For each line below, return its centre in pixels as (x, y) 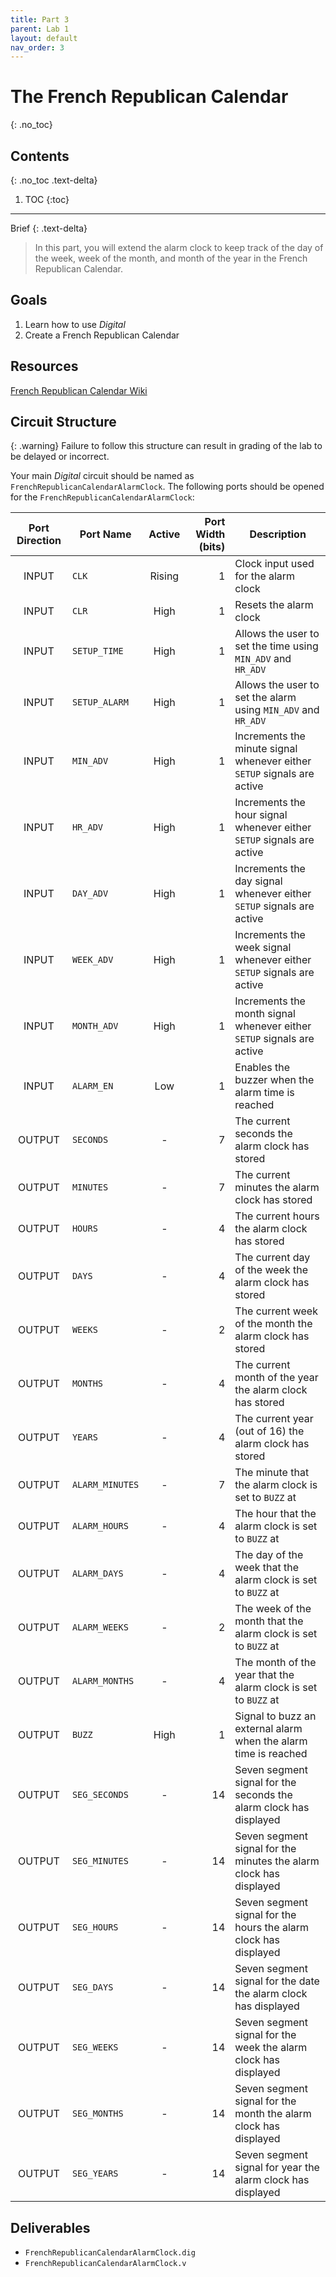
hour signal (261, 815)
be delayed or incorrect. (60, 457)
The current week (276, 1311)
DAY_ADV (90, 894)
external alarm (268, 1729)
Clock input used (274, 564)
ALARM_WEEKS (100, 1627)
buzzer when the (274, 1080)
